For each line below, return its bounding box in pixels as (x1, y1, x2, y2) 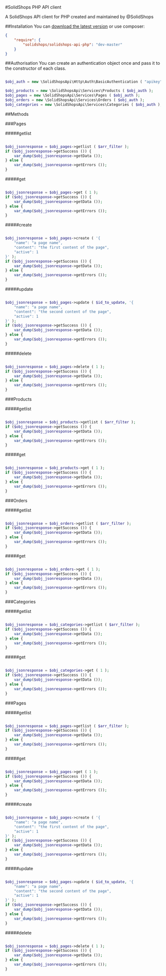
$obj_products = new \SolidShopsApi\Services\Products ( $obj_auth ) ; (5, 89, 154, 93)
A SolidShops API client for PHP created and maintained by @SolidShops (5, 14, 154, 19)
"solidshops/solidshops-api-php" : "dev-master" (23, 42, 123, 47)
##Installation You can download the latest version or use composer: (5, 23, 145, 29)
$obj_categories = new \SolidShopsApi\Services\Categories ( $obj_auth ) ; (5, 102, 163, 107)
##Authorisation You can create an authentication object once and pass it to (5, 60, 161, 66)
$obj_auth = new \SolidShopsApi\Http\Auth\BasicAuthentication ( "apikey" (5, 79, 163, 85)
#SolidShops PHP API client (5, 4, 62, 10)
